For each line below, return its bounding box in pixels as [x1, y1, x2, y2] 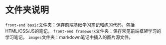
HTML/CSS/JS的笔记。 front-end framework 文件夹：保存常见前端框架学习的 [5, 28, 162, 34]
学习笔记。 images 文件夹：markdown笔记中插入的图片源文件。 [5, 34, 134, 40]
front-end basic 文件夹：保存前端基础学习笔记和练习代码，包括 [5, 22, 135, 28]
